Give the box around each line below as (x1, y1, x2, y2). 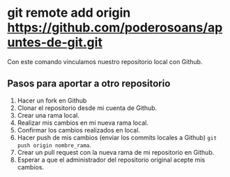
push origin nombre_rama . (17, 141, 92, 149)
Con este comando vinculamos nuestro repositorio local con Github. (7, 57, 203, 66)
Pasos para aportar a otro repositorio (7, 78, 171, 90)
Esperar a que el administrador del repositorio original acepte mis (17, 155, 206, 164)
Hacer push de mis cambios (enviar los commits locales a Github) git (17, 133, 217, 141)
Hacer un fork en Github (17, 96, 87, 105)
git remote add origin (7, 5, 131, 21)
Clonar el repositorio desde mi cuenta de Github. (17, 103, 158, 112)
